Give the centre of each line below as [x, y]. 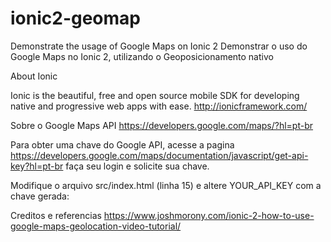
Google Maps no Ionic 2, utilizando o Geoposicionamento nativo [142, 56]
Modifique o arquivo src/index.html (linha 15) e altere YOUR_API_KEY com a [166, 185]
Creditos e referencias [56, 215]
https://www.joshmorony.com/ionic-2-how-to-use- [209, 215]
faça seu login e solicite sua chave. [137, 166]
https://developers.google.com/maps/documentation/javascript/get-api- [159, 155]
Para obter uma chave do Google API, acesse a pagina [122, 144]
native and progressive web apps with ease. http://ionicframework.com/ [159, 106]
